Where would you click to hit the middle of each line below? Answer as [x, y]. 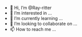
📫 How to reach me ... [33, 29]
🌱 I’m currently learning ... [36, 18]
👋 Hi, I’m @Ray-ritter [31, 8]
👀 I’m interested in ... [31, 13]
